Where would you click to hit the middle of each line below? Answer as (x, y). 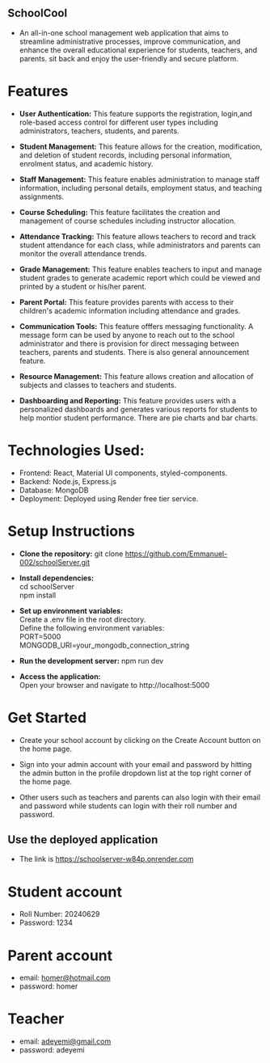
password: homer (49, 986)
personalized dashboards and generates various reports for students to (138, 409)
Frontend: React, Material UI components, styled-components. (123, 473)
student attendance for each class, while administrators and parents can (140, 245)
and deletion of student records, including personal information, (125, 155)
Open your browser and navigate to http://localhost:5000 (114, 685)
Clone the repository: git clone (71, 554)
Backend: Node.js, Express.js (68, 481)
